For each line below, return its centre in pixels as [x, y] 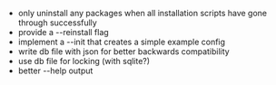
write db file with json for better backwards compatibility [123, 52]
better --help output [55, 71]
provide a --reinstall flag [63, 32]
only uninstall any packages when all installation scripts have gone [143, 13]
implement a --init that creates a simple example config [121, 42]
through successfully [57, 23]
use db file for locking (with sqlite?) [84, 61]
